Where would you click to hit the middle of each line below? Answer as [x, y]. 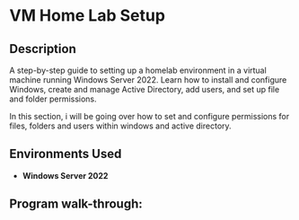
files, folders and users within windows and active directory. [120, 126]
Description [43, 49]
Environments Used [66, 154]
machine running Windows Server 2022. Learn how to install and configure [148, 80]
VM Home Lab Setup [88, 16]
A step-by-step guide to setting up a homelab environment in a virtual [138, 70]
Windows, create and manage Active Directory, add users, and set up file [145, 89]
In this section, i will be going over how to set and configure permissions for [149, 116]
